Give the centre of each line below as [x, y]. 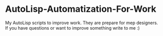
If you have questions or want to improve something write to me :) [73, 28]
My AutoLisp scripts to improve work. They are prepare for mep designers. [81, 23]
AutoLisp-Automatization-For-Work [81, 9]
